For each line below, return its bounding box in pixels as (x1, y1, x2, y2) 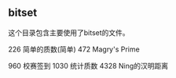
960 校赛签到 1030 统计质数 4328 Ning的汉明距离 (8, 61, 169, 70)
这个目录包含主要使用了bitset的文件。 (8, 27, 130, 37)
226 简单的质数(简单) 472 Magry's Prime (8, 44, 140, 54)
